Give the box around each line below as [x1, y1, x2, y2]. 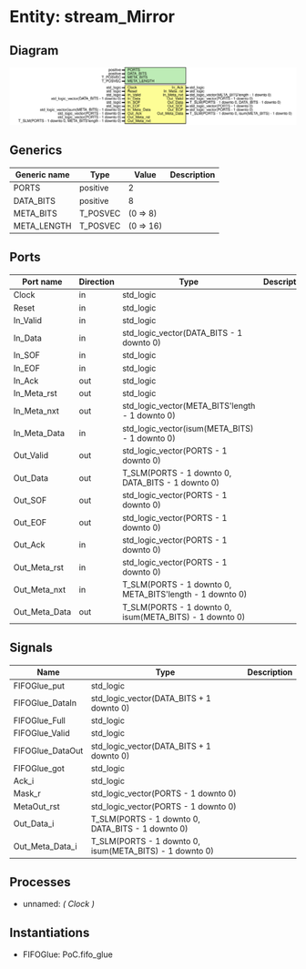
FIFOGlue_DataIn [13, 698, 77, 709]
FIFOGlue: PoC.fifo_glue [22, 949, 114, 960]
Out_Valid [13, 450, 49, 461]
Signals [9, 640, 53, 656]
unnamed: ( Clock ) [22, 899, 96, 910]
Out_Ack [13, 539, 46, 550]
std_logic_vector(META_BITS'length [122, 401, 256, 412]
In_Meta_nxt [13, 405, 59, 416]
